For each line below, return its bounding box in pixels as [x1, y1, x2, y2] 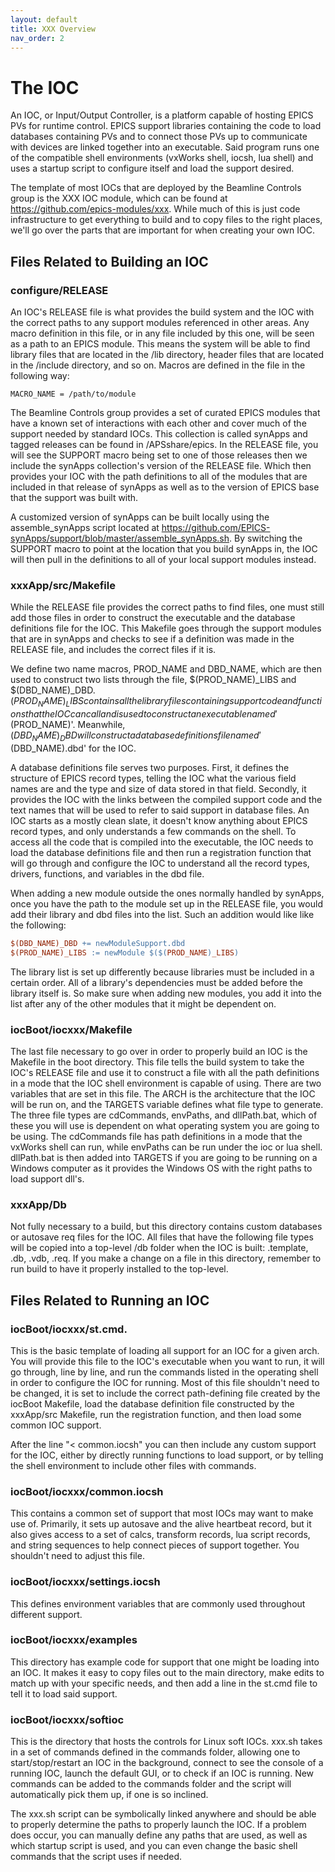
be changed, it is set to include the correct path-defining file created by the [10, 1387, 321, 1399]
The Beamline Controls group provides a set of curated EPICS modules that [10, 407, 321, 418]
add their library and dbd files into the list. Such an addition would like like [10, 908, 315, 920]
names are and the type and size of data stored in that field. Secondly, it [10, 782, 307, 795]
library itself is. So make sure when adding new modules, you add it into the [10, 987, 322, 999]
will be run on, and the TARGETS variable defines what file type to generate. [10, 1098, 324, 1110]
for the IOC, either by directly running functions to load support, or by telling [10, 1449, 324, 1461]
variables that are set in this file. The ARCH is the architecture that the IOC [10, 1087, 316, 1100]
